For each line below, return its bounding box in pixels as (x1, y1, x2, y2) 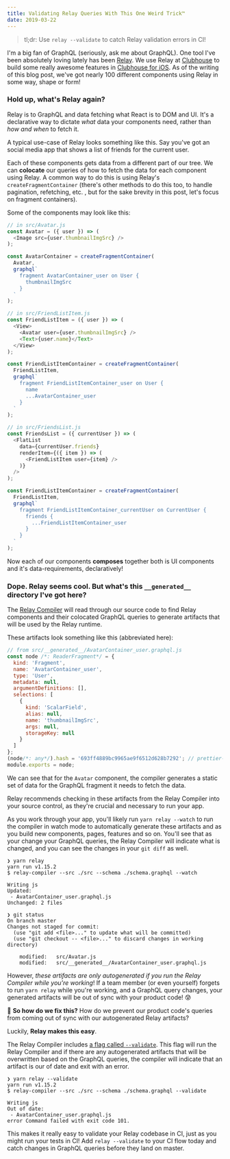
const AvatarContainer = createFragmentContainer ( (7, 253, 155, 260)
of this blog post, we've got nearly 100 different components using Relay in (7, 70, 218, 79)
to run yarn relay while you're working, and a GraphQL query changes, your (7, 986, 223, 994)
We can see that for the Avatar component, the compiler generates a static (7, 774, 218, 782)
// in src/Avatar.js (7, 221, 66, 228)
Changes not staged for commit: (7, 923, 99, 930)
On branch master (7, 917, 57, 924)
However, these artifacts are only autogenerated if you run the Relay (7, 971, 201, 979)
